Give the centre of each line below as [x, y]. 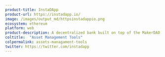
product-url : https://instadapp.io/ [43, 14]
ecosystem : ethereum [26, 24]
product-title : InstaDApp [32, 10]
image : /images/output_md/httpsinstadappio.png [55, 19]
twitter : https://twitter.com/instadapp [47, 47]
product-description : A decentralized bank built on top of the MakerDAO [83, 33]
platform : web [20, 28]
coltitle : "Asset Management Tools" [44, 38]
